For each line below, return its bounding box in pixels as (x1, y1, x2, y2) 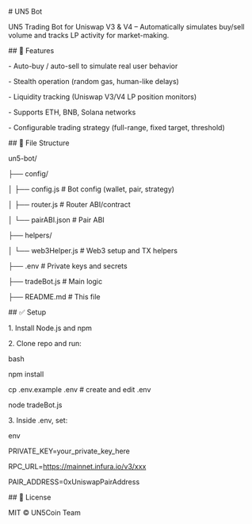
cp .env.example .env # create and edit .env (8, 385, 151, 394)
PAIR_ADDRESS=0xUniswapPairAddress (8, 477, 140, 487)
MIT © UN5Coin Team (8, 508, 81, 517)
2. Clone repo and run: (8, 339, 82, 348)
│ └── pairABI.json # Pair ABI (8, 215, 105, 225)
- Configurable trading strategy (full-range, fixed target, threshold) (8, 123, 225, 132)
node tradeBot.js (8, 400, 63, 410)
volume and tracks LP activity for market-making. (8, 31, 170, 40)
